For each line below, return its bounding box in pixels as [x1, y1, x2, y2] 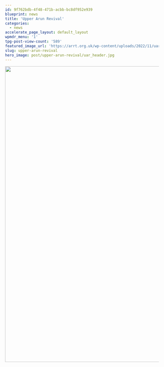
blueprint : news [5, 12, 38, 17]
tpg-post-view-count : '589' [5, 39, 62, 44]
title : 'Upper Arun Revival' [5, 16, 64, 21]
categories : [5, 21, 29, 26]
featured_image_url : [5, 44, 47, 48]
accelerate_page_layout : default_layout [5, 30, 89, 35]
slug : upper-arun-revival [5, 48, 58, 53]
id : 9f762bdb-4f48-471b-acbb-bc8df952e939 [5, 7, 93, 12]
